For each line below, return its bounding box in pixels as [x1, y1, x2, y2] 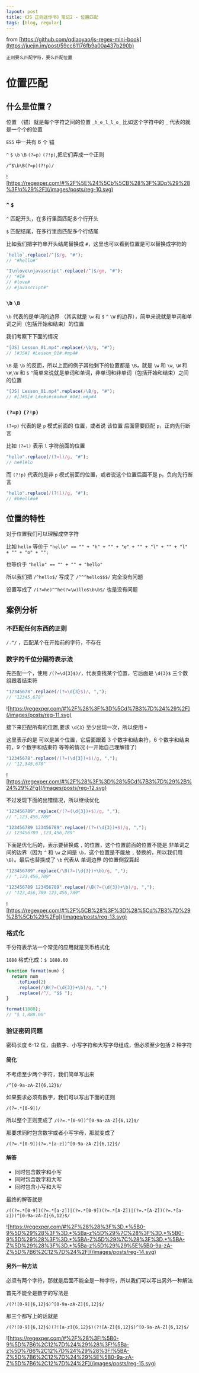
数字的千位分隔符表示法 [6, 655, 73, 663]
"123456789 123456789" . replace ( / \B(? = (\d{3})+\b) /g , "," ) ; [6, 884, 155, 891]
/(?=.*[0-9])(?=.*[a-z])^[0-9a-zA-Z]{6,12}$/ [6, 1141, 120, 1147]
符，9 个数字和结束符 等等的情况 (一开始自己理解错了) [6, 744, 137, 751]
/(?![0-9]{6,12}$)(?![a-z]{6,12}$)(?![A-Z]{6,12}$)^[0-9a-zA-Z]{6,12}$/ [6, 1324, 190, 1330]
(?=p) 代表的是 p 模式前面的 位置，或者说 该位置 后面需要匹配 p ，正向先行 [6, 422, 185, 430]
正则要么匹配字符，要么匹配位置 [6, 55, 73, 61]
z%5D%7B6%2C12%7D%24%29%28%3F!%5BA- [6, 1348, 130, 1355]
